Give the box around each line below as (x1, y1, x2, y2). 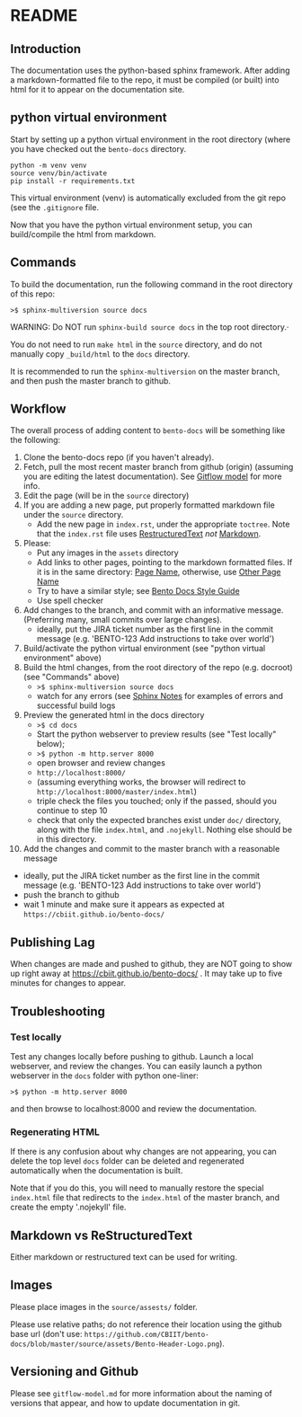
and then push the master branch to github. (10, 375, 172, 386)
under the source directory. (22, 509, 124, 520)
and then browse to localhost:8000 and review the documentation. (10, 1103, 257, 1114)
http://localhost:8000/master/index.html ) (36, 786, 197, 797)
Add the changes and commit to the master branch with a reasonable (22, 844, 280, 855)
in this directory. (36, 834, 97, 845)
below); (36, 739, 66, 749)
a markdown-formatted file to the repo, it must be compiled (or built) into (10, 75, 280, 85)
